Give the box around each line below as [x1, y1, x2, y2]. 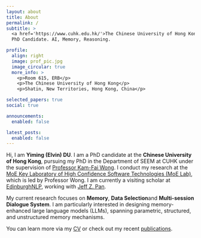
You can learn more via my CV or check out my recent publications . [6, 225, 173, 233]
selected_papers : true [6, 97, 63, 103]
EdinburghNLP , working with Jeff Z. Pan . [6, 183, 106, 190]
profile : [6, 47, 28, 54]
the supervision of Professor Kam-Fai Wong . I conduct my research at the [6, 164, 188, 171]
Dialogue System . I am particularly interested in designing [6, 201, 150, 208]
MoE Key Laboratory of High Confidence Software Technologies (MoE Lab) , [6, 171, 193, 178]
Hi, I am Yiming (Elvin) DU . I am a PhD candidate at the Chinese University [6, 152, 192, 159]
